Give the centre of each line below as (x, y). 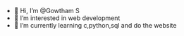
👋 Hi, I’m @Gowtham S (47, 11)
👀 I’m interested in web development (67, 18)
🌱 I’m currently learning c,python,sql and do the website (95, 25)
